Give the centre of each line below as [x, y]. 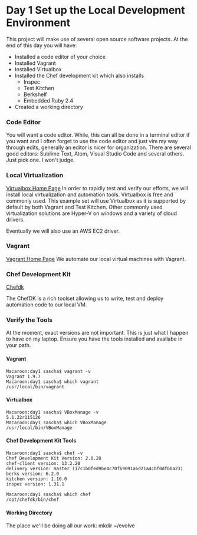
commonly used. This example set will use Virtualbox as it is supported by [96, 200]
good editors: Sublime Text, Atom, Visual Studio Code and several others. [95, 154]
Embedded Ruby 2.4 [48, 100]
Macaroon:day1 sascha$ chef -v [45, 453]
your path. [19, 345]
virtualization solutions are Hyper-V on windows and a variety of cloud [92, 213]
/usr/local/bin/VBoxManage [39, 428]
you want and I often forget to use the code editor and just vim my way [92, 141]
